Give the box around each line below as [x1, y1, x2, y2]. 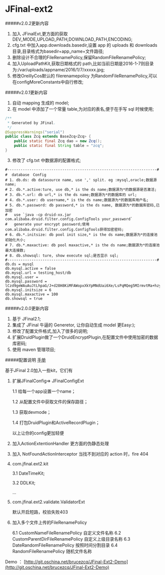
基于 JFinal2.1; [12, 316, 41, 321]
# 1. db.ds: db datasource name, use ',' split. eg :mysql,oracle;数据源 [5, 177, 157, 182]
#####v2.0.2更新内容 [5, 20, 49, 26]
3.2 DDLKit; [12, 480, 36, 486]
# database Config [5, 172, 47, 177]
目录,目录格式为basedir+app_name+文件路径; [12, 48, 104, 54]
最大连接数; [5, 248, 26, 253]
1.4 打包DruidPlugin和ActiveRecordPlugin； [12, 419, 100, 426]
